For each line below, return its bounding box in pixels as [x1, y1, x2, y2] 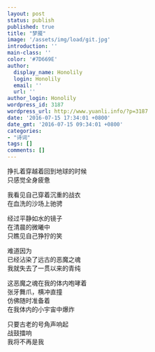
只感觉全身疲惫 [7, 176, 50, 184]
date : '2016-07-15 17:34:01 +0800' [7, 114, 111, 121]
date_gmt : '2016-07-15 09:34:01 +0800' [7, 120, 124, 128]
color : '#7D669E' [7, 56, 58, 63]
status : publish [7, 17, 54, 24]
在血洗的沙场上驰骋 [7, 199, 63, 207]
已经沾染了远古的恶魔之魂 [7, 255, 81, 263]
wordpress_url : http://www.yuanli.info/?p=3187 [7, 108, 149, 115]
